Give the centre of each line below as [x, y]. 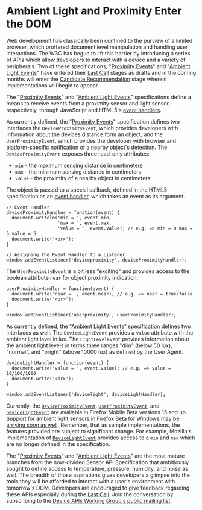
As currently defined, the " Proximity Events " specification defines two [93, 121]
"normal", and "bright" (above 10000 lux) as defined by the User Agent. [95, 351]
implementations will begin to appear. [53, 85]
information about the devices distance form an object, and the [84, 134]
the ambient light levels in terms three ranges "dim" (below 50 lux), [90, 345]
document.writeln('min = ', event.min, [62, 218]
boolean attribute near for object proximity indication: [72, 277]
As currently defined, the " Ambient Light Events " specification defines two [99, 326]
